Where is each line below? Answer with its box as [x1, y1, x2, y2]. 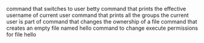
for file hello [6, 31, 37, 38]
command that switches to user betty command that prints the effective [6, 5, 186, 12]
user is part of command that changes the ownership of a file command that [6, 18, 198, 25]
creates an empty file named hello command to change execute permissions [6, 24, 199, 31]
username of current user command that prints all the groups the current [6, 12, 189, 19]
